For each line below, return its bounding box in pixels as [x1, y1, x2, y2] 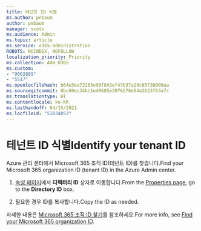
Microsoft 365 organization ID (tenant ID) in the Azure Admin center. [6, 166, 177, 173]
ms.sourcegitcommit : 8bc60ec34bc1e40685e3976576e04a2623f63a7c [6, 88, 170, 94]
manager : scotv [6, 25, 45, 32]
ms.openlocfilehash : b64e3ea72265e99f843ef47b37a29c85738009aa [6, 82, 170, 89]
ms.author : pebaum [6, 15, 53, 21]
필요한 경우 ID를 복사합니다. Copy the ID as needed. [15, 198, 139, 206]
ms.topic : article [6, 37, 53, 43]
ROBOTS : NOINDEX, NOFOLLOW [6, 49, 74, 55]
